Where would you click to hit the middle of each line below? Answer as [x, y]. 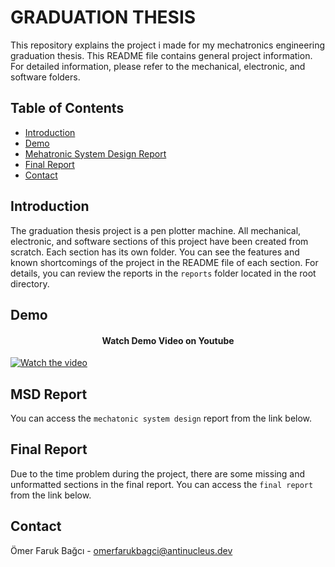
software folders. [45, 77]
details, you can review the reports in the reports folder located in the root [163, 273]
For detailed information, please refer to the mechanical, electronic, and [158, 66]
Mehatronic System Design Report [95, 153]
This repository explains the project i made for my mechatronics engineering [168, 45]
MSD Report [49, 394]
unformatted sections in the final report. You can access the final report [162, 484]
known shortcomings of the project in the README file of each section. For [164, 262]
